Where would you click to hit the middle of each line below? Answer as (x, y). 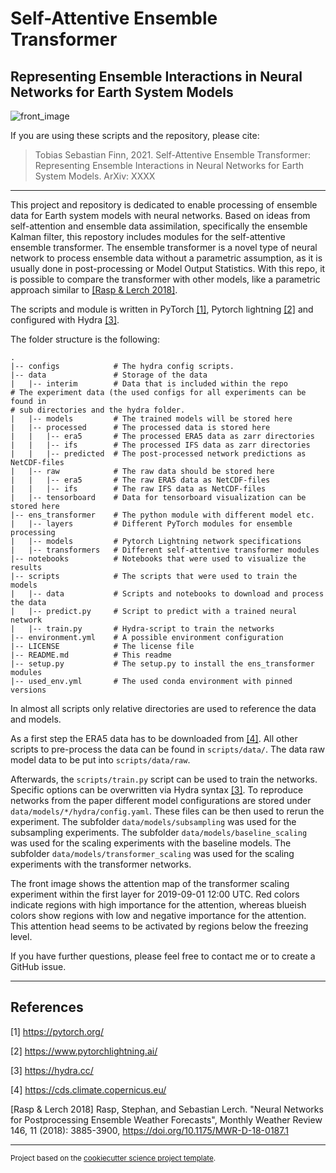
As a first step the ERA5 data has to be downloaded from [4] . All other (154, 738)
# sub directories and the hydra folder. (98, 410)
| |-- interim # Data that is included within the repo (149, 384)
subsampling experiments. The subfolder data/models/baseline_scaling (159, 832)
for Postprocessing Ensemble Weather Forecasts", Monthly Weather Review (166, 1119)
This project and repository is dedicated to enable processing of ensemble (164, 205)
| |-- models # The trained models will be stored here (151, 419)
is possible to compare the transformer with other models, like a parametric (165, 279)
